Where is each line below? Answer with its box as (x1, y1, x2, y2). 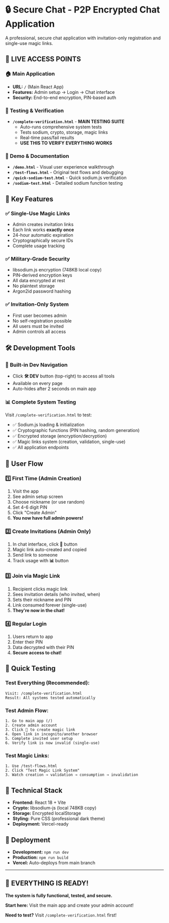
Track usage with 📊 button (12, 558, 69, 564)
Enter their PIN (12, 639, 43, 645)
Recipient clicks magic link (12, 586, 68, 592)
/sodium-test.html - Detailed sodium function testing (12, 180, 123, 186)
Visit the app (12, 488, 39, 495)
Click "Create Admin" (12, 510, 57, 516)
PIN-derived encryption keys (12, 272, 72, 278)
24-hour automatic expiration (12, 232, 73, 238)
